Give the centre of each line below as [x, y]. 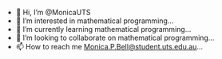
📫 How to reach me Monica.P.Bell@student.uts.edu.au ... [109, 47]
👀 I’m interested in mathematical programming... [95, 21]
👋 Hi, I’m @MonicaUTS [53, 12]
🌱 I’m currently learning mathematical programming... [103, 29]
